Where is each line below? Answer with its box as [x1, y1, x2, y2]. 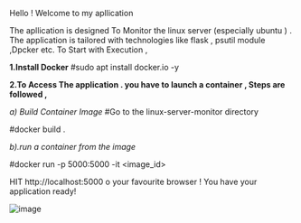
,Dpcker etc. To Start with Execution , [9, 44, 148, 55]
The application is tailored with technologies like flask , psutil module [9, 35, 266, 45]
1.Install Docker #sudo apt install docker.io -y [9, 62, 179, 72]
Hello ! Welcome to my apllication [9, 8, 134, 18]
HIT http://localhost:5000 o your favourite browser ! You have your [9, 176, 258, 187]
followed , [9, 89, 48, 99]
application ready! [9, 186, 77, 197]
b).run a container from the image [9, 142, 136, 152]
